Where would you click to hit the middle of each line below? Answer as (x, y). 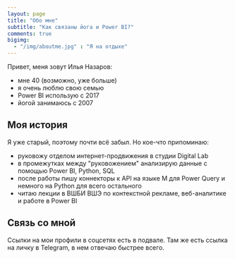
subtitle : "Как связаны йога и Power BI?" (71, 27)
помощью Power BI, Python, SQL (66, 171)
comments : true (30, 34)
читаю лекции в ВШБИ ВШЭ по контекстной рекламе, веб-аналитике (122, 193)
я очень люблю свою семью (61, 88)
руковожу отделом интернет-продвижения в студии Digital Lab (113, 155)
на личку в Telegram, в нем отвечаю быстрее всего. (86, 247)
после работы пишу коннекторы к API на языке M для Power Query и (121, 178)
